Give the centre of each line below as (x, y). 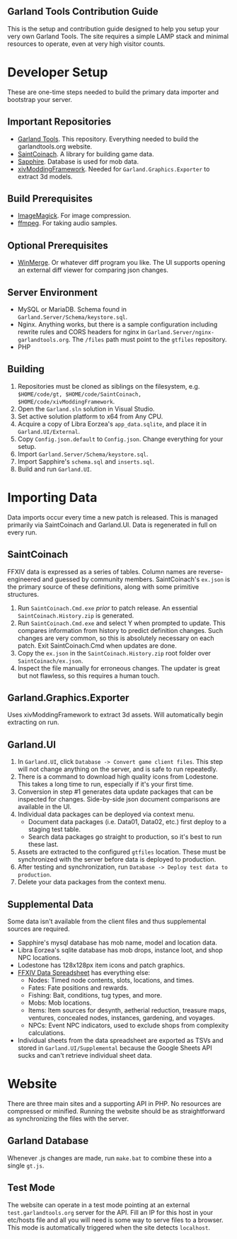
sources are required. (39, 929)
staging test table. (54, 829)
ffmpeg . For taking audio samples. (68, 223)
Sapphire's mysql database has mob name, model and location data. (117, 942)
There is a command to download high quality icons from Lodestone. (118, 777)
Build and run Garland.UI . (54, 469)
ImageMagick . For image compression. (74, 216)
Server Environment (52, 292)
